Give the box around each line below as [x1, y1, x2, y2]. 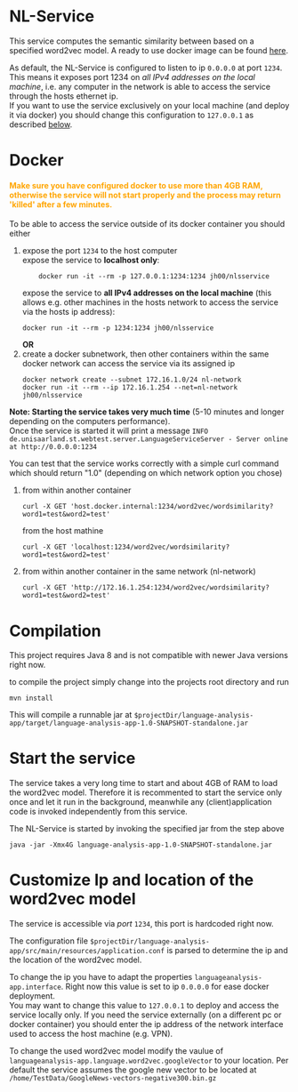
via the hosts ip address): [21, 307, 116, 317]
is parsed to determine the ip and [166, 945, 288, 956]
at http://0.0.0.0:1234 [9, 443, 98, 452]
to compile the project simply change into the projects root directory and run [9, 677, 289, 687]
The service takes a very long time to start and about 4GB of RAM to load [9, 778, 278, 789]
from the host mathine [21, 526, 104, 536]
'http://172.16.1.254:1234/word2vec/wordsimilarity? [69, 583, 270, 592]
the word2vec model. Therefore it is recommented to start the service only [9, 787, 283, 798]
